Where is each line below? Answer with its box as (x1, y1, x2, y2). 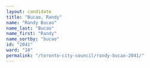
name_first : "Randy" (6, 31, 58, 37)
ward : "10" (6, 47, 33, 53)
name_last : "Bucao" (6, 25, 55, 31)
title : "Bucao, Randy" (6, 14, 62, 20)
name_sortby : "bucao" (6, 36, 60, 42)
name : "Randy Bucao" (6, 20, 58, 25)
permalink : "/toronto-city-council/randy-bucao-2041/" (6, 53, 145, 59)
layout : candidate (6, 8, 52, 15)
